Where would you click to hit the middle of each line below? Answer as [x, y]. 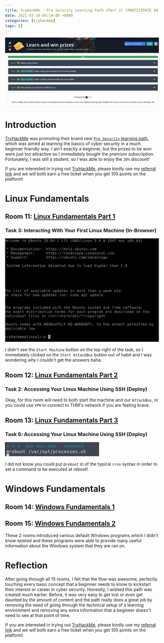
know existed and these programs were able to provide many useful [73, 540]
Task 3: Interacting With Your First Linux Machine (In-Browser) [81, 230]
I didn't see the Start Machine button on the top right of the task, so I [74, 350]
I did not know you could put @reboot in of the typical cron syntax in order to [81, 464]
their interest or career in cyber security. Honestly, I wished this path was [79, 589]
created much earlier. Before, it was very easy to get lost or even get [74, 594]
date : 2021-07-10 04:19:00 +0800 [39, 15]
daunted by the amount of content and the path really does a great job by [79, 600]
